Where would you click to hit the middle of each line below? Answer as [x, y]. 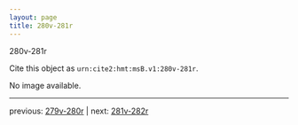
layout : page [33, 17]
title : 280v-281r [41, 26]
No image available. [45, 85]
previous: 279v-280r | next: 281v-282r [79, 111]
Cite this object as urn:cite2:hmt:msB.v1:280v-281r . [104, 68]
